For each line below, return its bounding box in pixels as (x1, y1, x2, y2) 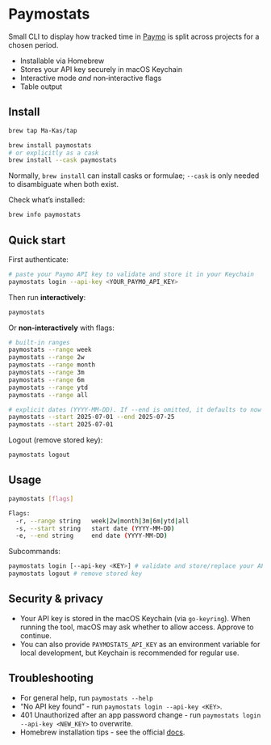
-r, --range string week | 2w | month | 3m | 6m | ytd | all (15, 517, 190, 525)
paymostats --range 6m (8, 375, 85, 384)
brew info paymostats (8, 211, 81, 219)
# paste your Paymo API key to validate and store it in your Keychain (8, 270, 254, 278)
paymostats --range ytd (8, 383, 89, 392)
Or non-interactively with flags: (8, 323, 115, 332)
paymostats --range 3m (8, 369, 85, 377)
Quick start (8, 233, 66, 247)
